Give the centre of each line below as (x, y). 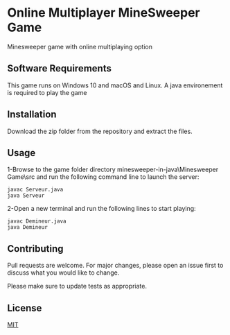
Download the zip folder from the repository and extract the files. (100, 131)
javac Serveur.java (35, 190)
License (25, 308)
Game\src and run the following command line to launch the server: (103, 177)
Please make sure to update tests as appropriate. (77, 286)
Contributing (35, 249)
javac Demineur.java (37, 221)
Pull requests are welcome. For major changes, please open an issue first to (115, 266)
